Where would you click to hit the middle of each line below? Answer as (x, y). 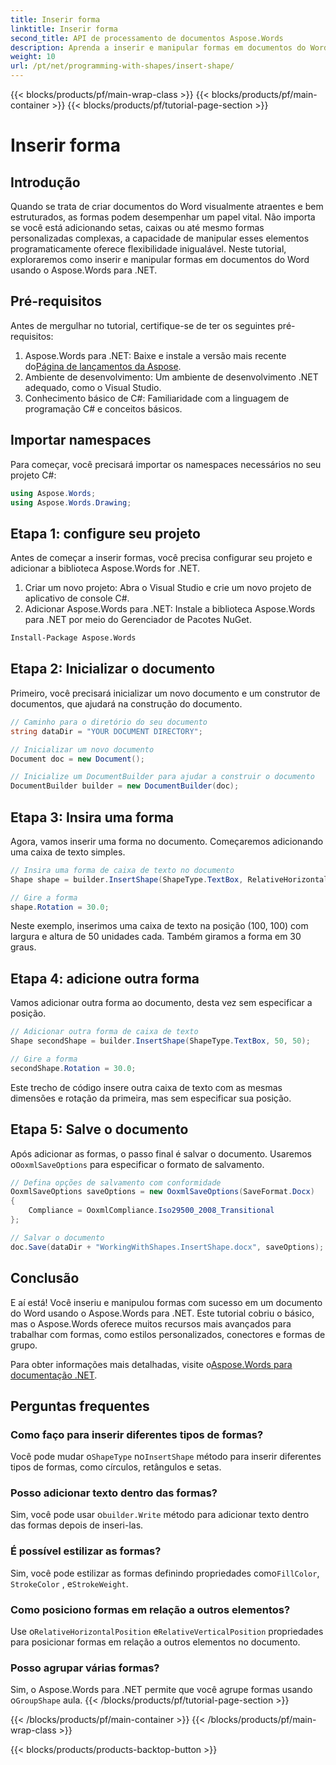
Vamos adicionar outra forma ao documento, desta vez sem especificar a (161, 1003)
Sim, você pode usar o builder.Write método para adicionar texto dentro (160, 1515)
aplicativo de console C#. (77, 598)
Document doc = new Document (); (77, 759)
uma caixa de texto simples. (68, 852)
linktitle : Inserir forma (64, 29)
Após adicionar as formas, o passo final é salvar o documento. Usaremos (161, 1153)
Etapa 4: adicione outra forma (105, 978)
